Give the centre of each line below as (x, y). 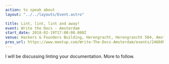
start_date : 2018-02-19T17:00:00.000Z (46, 33)
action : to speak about (30, 10)
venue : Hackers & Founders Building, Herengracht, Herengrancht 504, (80, 37)
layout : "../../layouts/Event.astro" (45, 14)
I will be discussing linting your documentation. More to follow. (70, 56)
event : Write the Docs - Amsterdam (43, 28)
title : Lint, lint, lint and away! (43, 23)
